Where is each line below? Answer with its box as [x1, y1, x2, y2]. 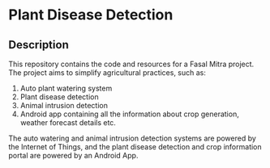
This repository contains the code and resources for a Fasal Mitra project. [8, 59, 255, 69]
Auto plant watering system [19, 83, 113, 93]
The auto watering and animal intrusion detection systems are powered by [8, 133, 257, 143]
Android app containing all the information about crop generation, [19, 109, 239, 119]
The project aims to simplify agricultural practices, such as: [8, 68, 207, 78]
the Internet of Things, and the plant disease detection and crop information [8, 142, 262, 151]
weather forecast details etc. [19, 118, 116, 127]
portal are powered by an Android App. [8, 151, 139, 160]
